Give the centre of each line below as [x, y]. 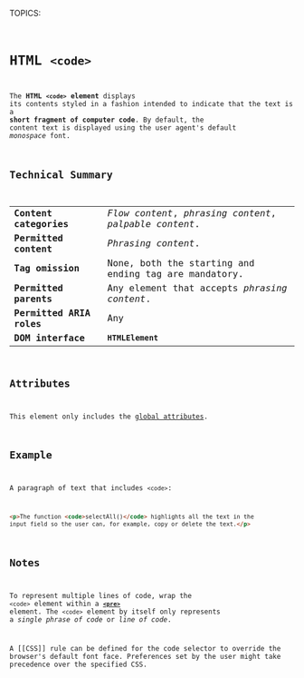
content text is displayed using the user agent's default [123, 128]
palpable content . [154, 224]
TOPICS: [25, 13]
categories [42, 224]
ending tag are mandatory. [176, 274]
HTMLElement [133, 338]
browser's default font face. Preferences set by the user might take [145, 657]
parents [33, 299]
